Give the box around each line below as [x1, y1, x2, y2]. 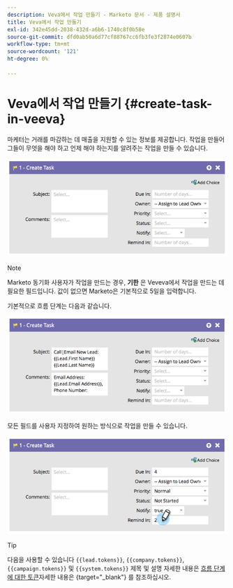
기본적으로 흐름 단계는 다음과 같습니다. [7, 302, 112, 310]
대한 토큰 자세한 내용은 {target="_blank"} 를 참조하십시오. [14, 573, 172, 581]
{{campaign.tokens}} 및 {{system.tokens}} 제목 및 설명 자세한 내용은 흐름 [7, 564, 213, 572]
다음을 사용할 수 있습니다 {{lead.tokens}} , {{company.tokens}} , [7, 555, 185, 564]
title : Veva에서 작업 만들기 [7, 18, 82, 26]
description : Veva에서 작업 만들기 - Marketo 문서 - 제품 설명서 [7, 11, 181, 18]
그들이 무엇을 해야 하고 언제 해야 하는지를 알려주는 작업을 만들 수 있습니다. [7, 144, 208, 152]
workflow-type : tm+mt [7, 40, 70, 48]
